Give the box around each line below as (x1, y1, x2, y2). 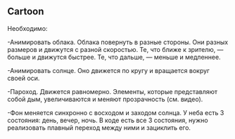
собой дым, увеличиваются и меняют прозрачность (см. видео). (7, 95, 203, 103)
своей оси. (7, 74, 40, 82)
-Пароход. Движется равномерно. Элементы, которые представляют (7, 87, 218, 95)
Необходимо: (7, 24, 48, 32)
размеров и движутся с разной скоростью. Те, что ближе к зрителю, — (7, 45, 224, 53)
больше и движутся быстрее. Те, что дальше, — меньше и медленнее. (7, 53, 221, 61)
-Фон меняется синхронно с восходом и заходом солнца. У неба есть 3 (7, 108, 224, 117)
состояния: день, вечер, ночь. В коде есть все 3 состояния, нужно (7, 116, 209, 124)
